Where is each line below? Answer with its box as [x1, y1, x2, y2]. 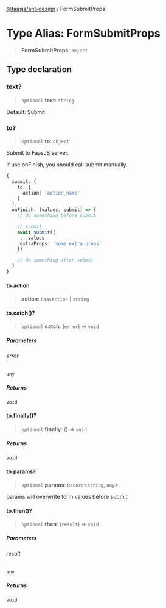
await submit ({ [17, 229, 56, 235]
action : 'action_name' [22, 190, 80, 196]
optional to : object [21, 137, 70, 145]
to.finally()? [6, 412, 37, 420]
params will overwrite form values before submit [6, 493, 128, 501]
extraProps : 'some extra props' [19, 240, 102, 246]
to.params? [6, 468, 36, 475]
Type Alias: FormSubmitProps [6, 27, 161, 40]
